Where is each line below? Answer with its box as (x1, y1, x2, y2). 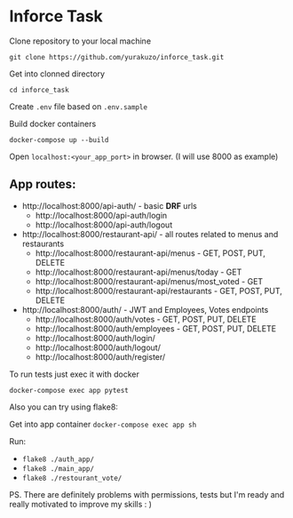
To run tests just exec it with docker (9, 369, 139, 379)
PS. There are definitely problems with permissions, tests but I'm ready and (9, 489, 285, 499)
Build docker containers (9, 118, 97, 129)
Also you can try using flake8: (9, 402, 118, 412)
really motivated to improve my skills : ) (9, 498, 153, 509)
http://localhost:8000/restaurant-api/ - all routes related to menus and (21, 228, 279, 239)
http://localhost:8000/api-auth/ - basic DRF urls (21, 200, 197, 211)
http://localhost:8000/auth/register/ (35, 351, 166, 362)
